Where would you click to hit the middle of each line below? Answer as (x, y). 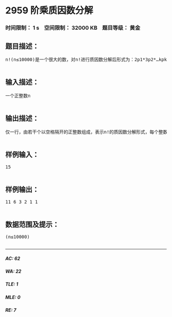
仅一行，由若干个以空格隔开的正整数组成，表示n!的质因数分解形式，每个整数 (87, 132)
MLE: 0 (13, 297)
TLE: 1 (12, 284)
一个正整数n (18, 96)
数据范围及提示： (32, 224)
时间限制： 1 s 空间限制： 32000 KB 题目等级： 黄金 (73, 28)
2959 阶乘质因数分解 (49, 11)
